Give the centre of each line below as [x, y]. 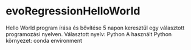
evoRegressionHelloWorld [73, 11]
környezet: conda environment [44, 40]
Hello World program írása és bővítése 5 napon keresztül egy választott [95, 28]
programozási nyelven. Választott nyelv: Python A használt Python [89, 34]
